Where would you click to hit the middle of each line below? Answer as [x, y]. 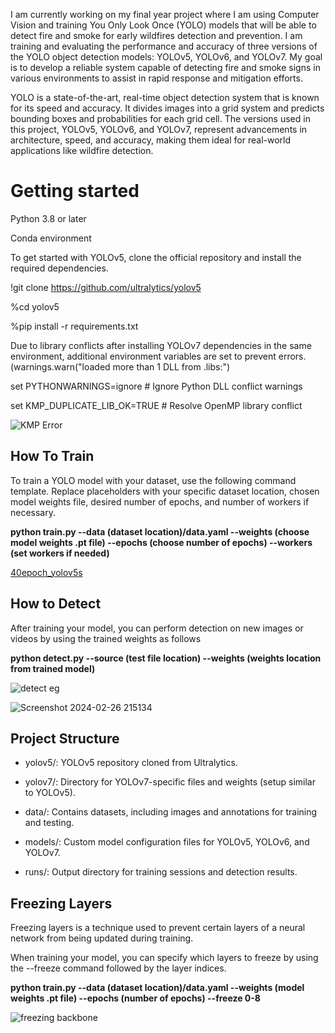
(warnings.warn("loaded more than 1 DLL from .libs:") [120, 366]
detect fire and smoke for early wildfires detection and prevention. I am [156, 35]
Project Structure [65, 738]
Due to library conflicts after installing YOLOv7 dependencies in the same [161, 345]
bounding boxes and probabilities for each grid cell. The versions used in [160, 118]
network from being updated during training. [102, 938]
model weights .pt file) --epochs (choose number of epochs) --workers [161, 542]
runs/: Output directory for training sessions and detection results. [161, 872]
